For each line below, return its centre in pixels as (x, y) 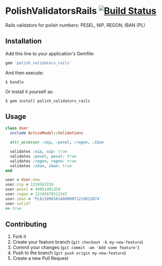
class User (17, 128)
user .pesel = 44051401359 (33, 189)
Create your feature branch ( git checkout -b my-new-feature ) (78, 242)
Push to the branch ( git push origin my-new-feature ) (69, 253)
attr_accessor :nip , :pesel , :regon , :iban (57, 142)
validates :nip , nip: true (39, 152)
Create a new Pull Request (41, 258)
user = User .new (22, 180)
